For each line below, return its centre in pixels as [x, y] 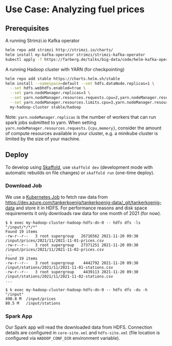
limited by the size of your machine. [43, 139]
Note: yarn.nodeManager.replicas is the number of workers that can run [81, 117]
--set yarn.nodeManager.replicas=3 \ [50, 93]
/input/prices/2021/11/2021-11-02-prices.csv [55, 249]
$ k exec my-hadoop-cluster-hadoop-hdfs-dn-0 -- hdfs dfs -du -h [76, 290]
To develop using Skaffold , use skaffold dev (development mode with [79, 167]
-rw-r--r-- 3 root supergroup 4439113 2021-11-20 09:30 [72, 272]
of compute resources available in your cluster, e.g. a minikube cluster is [82, 133]
